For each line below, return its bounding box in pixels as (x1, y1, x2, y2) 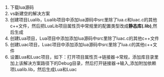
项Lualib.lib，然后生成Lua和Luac (9, 67, 77, 72)
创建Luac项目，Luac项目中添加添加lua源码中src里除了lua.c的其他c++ (9, 42, 153, 47)
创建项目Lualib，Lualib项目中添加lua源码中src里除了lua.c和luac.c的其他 (9, 17, 157, 22)
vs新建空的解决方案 (9, 10, 50, 16)
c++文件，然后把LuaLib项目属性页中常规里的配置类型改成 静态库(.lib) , (9, 23, 153, 29)
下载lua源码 (9, 4, 34, 10)
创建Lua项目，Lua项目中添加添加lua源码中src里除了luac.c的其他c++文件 (9, 35, 159, 41)
